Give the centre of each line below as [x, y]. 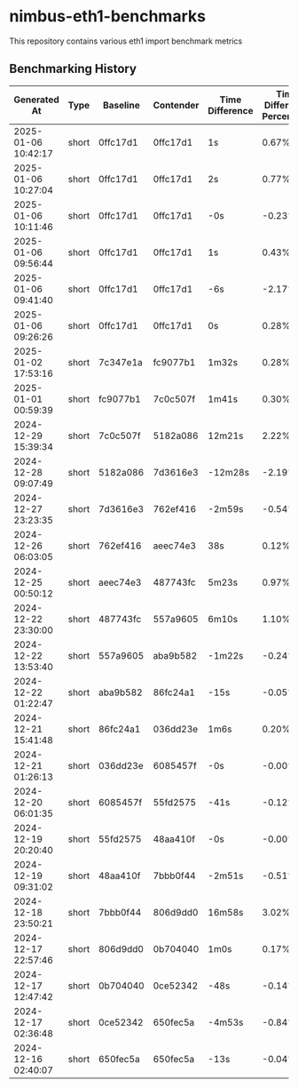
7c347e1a [121, 362]
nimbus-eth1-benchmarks [108, 16]
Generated [36, 100]
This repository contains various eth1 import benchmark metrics [126, 41]
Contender [176, 105]
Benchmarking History [73, 69]
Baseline [121, 105]
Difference [231, 110]
